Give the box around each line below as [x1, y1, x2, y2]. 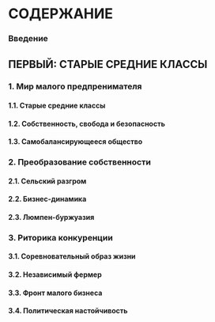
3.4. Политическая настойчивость [8, 306, 128, 316]
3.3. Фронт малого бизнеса [8, 288, 103, 297]
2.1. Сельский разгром [8, 176, 87, 186]
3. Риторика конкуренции [8, 232, 113, 243]
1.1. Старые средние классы [8, 100, 106, 111]
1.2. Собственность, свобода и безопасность [8, 119, 166, 128]
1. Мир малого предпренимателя [8, 81, 142, 92]
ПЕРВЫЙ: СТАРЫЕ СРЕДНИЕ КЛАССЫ [8, 57, 208, 71]
